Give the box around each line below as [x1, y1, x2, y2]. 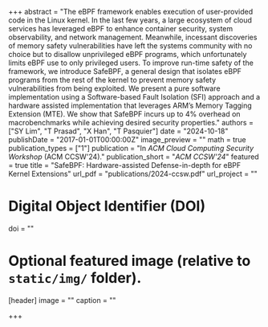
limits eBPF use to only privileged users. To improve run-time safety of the [8, 58, 254, 67]
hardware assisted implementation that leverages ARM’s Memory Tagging [8, 100, 253, 110]
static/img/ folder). [8, 269, 142, 288]
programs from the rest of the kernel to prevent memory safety [8, 76, 217, 84]
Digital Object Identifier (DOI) [8, 197, 206, 215]
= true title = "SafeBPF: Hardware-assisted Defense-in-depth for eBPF [8, 161, 242, 170]
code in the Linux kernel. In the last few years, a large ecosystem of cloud [8, 15, 253, 25]
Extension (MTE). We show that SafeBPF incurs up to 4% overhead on [8, 109, 241, 119]
